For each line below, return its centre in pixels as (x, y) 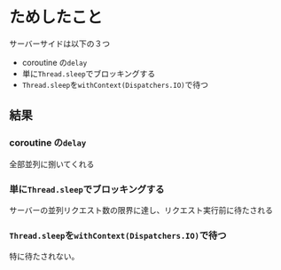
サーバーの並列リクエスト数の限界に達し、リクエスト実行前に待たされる (141, 210)
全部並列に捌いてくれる (52, 163)
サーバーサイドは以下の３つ (60, 44)
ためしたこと (56, 17)
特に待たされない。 (44, 257)
